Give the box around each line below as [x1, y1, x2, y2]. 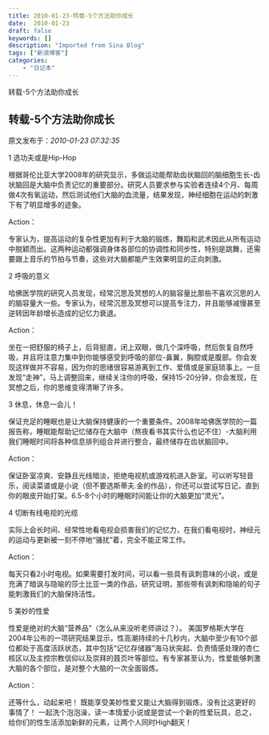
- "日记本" [22, 64, 55, 72]
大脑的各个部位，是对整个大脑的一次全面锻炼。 [8, 663, 163, 672]
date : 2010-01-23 [8, 19, 70, 27]
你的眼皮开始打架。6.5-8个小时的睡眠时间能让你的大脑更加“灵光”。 [8, 490, 229, 500]
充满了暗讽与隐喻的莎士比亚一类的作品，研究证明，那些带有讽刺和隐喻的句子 [8, 579, 261, 588]
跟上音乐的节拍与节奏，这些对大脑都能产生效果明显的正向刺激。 [14, 254, 226, 263]
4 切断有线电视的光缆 [8, 507, 78, 518]
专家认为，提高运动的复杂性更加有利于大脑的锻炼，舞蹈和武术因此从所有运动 [8, 233, 261, 243]
